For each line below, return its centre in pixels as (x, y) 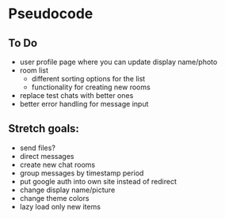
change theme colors (54, 198)
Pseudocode (51, 14)
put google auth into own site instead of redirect (98, 181)
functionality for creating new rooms (91, 87)
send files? (37, 148)
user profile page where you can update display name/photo (118, 62)
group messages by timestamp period (82, 173)
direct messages (47, 156)
